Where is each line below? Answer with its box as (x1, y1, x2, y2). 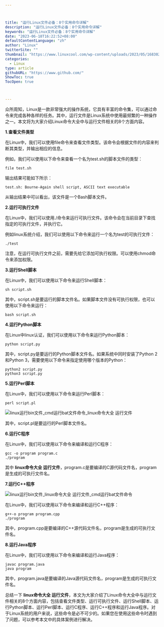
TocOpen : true (5, 79, 34, 84)
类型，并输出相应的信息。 (13, 146, 65, 151)
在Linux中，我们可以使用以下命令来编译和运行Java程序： (5, 552, 120, 558)
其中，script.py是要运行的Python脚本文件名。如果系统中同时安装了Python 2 (5, 351, 158, 357)
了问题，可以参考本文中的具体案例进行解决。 (5, 617, 95, 622)
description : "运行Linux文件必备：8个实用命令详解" (5, 25, 102, 29)
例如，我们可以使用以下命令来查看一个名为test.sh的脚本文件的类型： (5, 156, 143, 162)
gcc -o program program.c (5, 451, 58, 456)
